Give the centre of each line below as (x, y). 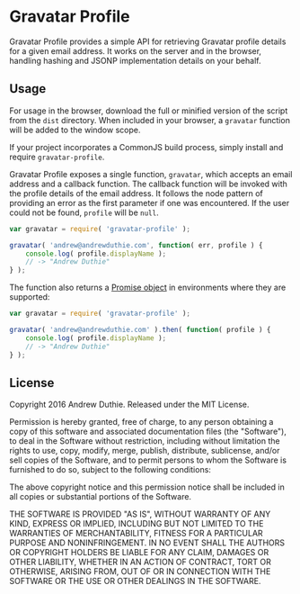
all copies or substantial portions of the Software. (100, 497)
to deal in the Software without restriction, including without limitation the (145, 441)
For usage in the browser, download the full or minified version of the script (149, 111)
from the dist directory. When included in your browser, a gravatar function (150, 120)
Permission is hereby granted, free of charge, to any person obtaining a (141, 422)
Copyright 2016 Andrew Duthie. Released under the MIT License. (129, 405)
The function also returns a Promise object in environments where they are (148, 288)
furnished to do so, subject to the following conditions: (110, 470)
